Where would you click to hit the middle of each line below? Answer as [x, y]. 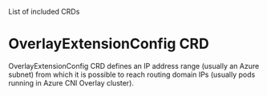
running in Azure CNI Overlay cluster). [71, 82]
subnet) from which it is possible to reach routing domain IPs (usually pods [132, 74]
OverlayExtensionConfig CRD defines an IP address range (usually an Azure [134, 66]
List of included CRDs [44, 12]
